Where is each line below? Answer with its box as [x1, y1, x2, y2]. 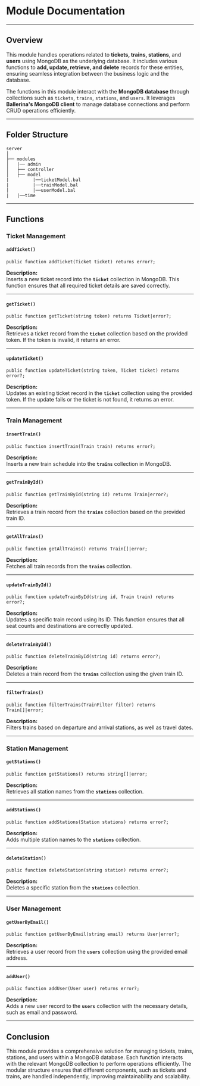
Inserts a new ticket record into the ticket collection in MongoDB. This [6, 276, 180, 283]
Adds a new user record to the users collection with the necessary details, [6, 1003, 188, 1010]
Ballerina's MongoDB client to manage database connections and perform [6, 100, 190, 108]
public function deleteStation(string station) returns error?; [6, 867, 169, 873]
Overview [6, 35, 43, 45]
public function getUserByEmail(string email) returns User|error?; [6, 931, 180, 938]
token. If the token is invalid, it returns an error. [6, 337, 121, 344]
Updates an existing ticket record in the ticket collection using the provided [6, 390, 193, 397]
